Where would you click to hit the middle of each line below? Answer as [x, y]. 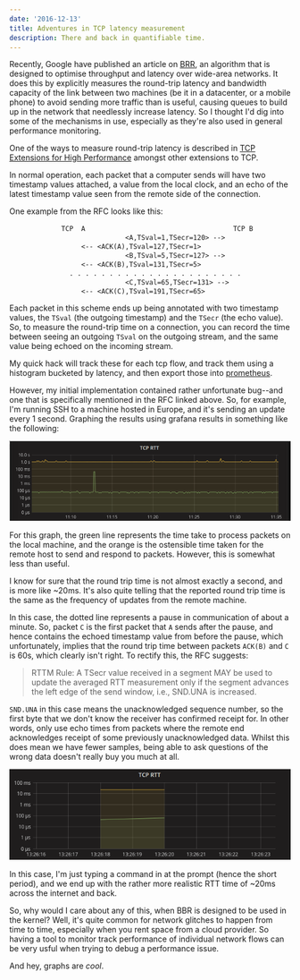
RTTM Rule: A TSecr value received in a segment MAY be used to [152, 673]
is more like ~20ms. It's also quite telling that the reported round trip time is [147, 591]
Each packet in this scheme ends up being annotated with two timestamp [144, 308]
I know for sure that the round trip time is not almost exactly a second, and [146, 581]
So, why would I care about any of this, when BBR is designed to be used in [148, 910]
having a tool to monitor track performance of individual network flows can [147, 939]
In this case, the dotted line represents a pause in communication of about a [149, 618]
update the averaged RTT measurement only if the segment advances [160, 682]
